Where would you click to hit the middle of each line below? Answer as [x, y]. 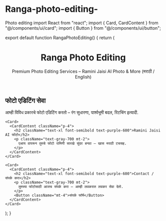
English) [83, 77]
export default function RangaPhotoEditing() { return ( [60, 38]
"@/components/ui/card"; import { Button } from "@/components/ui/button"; [83, 28]
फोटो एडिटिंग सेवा [26, 101]
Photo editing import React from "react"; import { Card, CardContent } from [82, 23]
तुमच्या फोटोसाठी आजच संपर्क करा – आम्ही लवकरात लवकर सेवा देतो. [71, 187]
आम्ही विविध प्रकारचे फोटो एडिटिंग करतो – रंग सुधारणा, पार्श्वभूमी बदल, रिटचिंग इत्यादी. [72, 113]
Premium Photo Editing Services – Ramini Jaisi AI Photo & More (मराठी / [83, 71]
